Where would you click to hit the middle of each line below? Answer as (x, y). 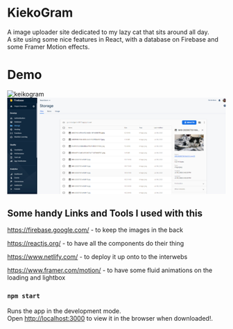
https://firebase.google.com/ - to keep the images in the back (95, 230)
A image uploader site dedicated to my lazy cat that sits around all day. (108, 32)
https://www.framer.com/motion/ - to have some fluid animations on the (110, 270)
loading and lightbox (36, 278)
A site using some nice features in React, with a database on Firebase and (113, 39)
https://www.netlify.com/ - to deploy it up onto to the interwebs (97, 257)
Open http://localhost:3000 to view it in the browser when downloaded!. (110, 318)
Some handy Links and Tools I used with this (105, 213)
